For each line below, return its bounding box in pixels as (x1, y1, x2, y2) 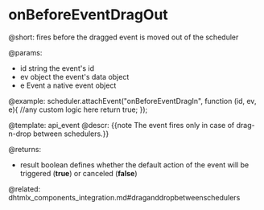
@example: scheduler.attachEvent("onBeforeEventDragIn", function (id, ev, (8, 96, 257, 105)
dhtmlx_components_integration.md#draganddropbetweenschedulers (8, 192, 241, 202)
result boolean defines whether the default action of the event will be (19, 159, 250, 170)
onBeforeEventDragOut (8, 6, 169, 24)
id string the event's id (19, 63, 95, 73)
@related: (8, 183, 41, 194)
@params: (8, 47, 43, 57)
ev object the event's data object (19, 72, 130, 81)
